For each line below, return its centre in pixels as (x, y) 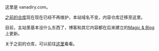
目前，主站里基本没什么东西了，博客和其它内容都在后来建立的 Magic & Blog (80, 27)
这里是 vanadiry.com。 (28, 7)
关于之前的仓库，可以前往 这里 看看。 (41, 44)
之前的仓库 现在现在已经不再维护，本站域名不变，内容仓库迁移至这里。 (75, 17)
